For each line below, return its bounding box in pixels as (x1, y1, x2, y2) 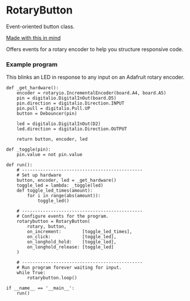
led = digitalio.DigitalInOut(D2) (16, 121, 101, 127)
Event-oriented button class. (6, 23, 75, 30)
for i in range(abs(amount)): (27, 193, 101, 199)
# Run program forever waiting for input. (16, 265, 122, 270)
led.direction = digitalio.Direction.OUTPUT (16, 126, 127, 132)
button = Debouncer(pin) (16, 111, 77, 117)
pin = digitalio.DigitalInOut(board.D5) (16, 95, 117, 102)
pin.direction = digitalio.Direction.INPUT (16, 100, 125, 106)
